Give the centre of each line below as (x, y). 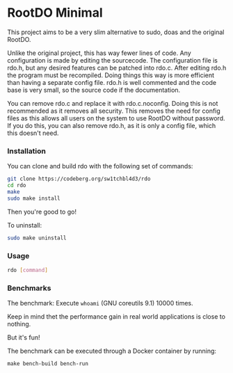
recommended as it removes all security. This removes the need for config (114, 111)
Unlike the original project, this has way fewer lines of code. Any (99, 53)
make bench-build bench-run (48, 364)
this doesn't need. (33, 133)
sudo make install (34, 198)
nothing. (19, 324)
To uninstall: (25, 225)
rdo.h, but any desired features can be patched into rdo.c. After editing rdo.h (117, 68)
